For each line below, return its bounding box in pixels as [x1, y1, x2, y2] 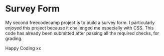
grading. [5, 35, 23, 41]
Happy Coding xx [5, 45, 41, 51]
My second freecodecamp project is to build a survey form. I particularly [5, 19, 155, 25]
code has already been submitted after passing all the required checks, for [5, 30, 159, 36]
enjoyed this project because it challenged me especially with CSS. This [5, 24, 154, 30]
